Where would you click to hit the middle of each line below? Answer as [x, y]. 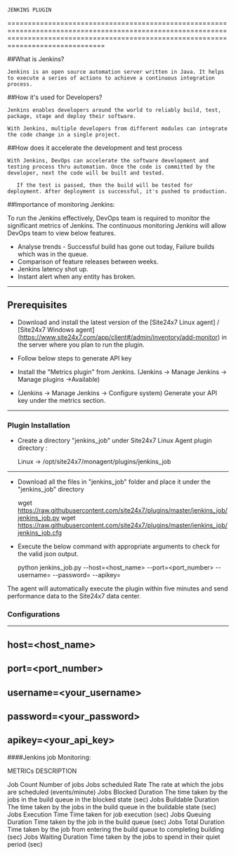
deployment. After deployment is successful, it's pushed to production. [118, 191]
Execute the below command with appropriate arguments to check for [119, 546]
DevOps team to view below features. [61, 233]
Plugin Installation [39, 425]
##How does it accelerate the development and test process [95, 148]
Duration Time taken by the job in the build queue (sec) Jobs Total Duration [116, 822]
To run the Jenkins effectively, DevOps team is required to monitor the [109, 218]
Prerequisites [37, 306]
